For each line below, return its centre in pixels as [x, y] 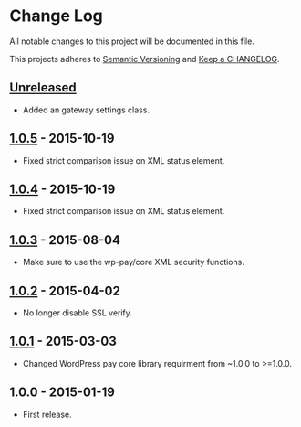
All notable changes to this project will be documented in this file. [132, 41]
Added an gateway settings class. [86, 110]
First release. [47, 414]
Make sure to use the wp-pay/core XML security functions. [133, 262]
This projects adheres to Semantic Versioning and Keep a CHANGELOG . [145, 59]
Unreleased [43, 88]
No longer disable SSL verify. [77, 313]
